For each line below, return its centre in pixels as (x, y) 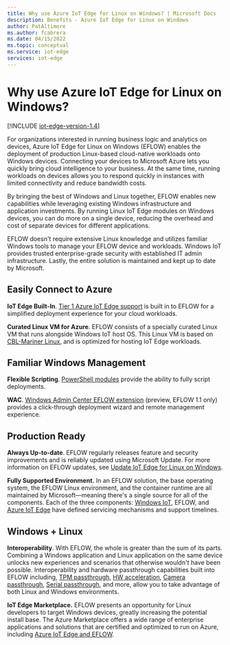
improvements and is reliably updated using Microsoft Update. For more (109, 460)
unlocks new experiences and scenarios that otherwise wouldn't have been (114, 562)
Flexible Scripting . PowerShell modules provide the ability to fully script (109, 379)
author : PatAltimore (37, 26)
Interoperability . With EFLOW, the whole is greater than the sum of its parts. (115, 547)
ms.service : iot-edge (38, 52)
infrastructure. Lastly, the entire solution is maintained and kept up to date (112, 260)
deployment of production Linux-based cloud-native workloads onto (104, 154)
